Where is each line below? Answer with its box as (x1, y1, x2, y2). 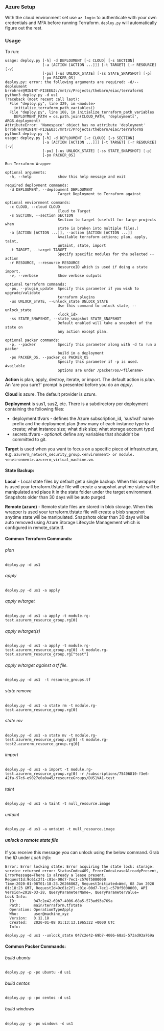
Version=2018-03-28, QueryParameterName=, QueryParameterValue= (5, 890, 139, 895)
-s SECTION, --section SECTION (9, 213, 73, 218)
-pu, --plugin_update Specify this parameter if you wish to (9, 286, 139, 291)
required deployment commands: (5, 183, 69, 188)
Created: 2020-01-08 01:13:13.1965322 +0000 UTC (9, 920, 115, 925)
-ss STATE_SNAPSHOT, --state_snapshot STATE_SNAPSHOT (9, 316, 121, 321)
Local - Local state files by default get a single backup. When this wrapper (5, 478, 156, 484)
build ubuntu (5, 955, 31, 961)
